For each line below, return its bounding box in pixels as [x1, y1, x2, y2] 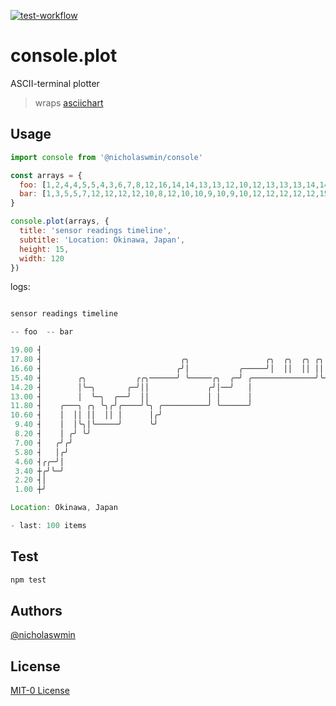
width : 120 [19, 253, 65, 264]
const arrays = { [10, 170, 83, 180]
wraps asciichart [34, 96, 104, 109]
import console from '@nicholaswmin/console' [10, 152, 203, 162]
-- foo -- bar [10, 327, 74, 337]
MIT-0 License [10, 685, 70, 697]
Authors [10, 602, 63, 619]
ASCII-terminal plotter [10, 77, 100, 89]
